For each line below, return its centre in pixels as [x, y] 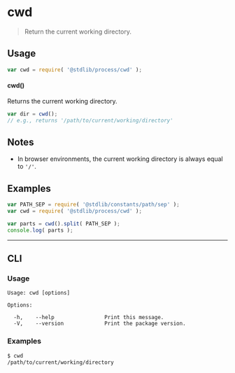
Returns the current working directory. [62, 101]
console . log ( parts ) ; [40, 230]
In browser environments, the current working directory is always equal [120, 159]
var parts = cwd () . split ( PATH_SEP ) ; [64, 224]
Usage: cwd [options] [39, 293]
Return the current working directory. [78, 31]
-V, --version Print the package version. [100, 324]
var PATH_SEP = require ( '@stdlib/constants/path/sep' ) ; [93, 205]
